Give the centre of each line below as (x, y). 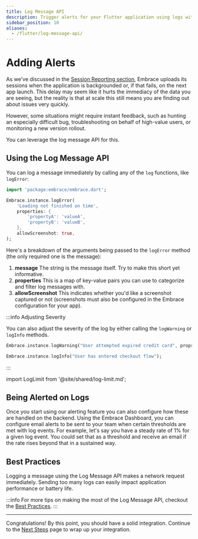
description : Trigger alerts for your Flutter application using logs (95, 17)
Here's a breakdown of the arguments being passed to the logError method (98, 250)
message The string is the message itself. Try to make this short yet (97, 268)
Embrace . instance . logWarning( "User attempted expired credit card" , (92, 345)
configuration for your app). (48, 306)
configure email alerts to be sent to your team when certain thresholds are (96, 424)
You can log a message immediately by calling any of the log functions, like (98, 173)
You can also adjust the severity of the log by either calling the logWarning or (99, 328)
